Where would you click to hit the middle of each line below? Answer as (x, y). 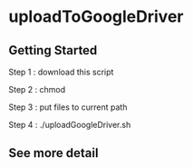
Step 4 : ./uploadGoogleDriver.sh (70, 125)
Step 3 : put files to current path (68, 107)
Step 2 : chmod (37, 89)
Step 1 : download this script (61, 72)
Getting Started (53, 50)
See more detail (53, 153)
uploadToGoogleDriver (96, 17)
